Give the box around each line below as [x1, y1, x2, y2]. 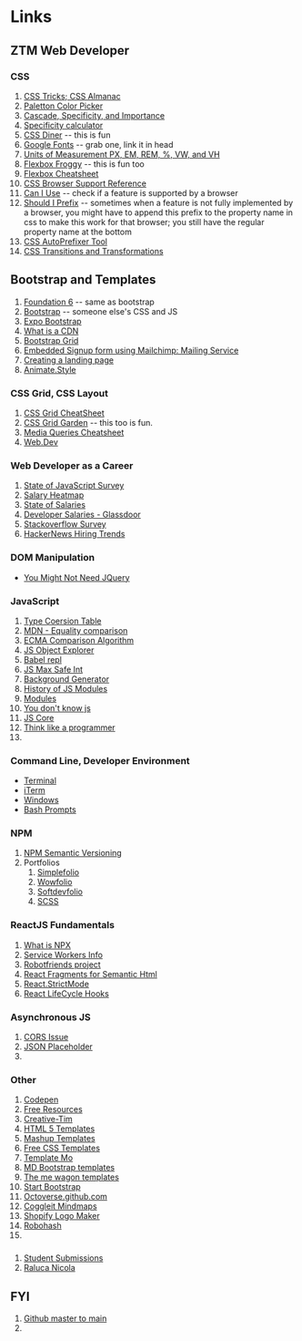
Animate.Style [23, 364, 76, 375]
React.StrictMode [23, 978, 90, 989]
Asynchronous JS [10, 1010, 92, 1023]
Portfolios [23, 857, 60, 868]
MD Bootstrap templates [23, 1162, 116, 1173]
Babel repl [23, 654, 63, 665]
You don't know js [23, 702, 92, 713]
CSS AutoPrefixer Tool [23, 235, 108, 247]
